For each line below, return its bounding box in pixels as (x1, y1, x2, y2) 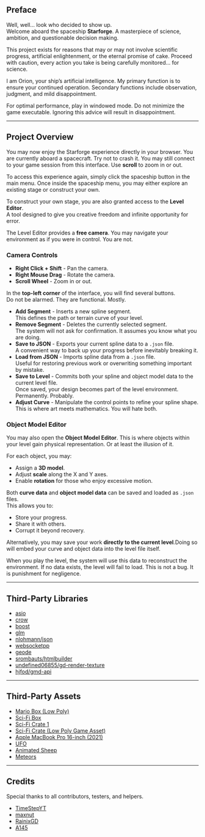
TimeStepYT (15, 804, 47, 811)
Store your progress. (15, 514, 67, 521)
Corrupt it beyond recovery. (15, 527, 85, 534)
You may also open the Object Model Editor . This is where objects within (6, 434, 190, 441)
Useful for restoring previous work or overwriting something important (15, 360, 192, 367)
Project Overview (6, 132, 74, 142)
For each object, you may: (6, 452, 72, 460)
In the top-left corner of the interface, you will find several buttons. (6, 289, 176, 297)
